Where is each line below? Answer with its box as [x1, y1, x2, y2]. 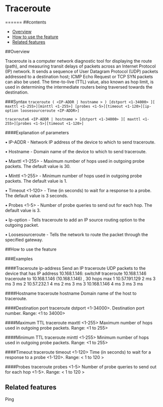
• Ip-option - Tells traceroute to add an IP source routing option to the [5, 216, 145, 223]
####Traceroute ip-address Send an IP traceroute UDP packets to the [5, 265, 146, 271]
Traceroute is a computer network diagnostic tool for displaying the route [5, 58, 152, 64]
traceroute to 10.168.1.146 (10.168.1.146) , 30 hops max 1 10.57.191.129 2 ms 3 [5, 275, 156, 282]
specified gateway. [5, 237, 43, 242]
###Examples [5, 256, 33, 262]
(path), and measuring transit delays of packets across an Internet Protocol [5, 63, 156, 69]
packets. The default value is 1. [5, 178, 67, 184]
